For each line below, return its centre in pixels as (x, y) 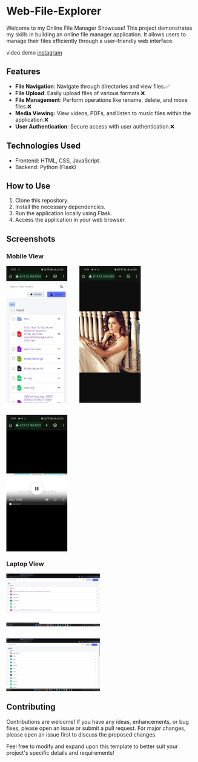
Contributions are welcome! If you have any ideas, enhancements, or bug (98, 721)
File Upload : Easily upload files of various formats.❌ (80, 93)
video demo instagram (34, 52)
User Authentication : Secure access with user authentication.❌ (94, 126)
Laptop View (25, 564)
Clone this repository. (42, 201)
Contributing (31, 707)
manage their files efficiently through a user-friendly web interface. (90, 41)
